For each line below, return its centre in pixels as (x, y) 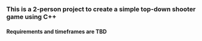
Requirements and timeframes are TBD (56, 31)
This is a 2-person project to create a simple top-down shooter (101, 9)
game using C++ (31, 17)
